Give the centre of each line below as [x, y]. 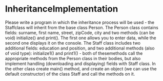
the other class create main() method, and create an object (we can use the [81, 68]
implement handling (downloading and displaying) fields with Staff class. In [81, 64]
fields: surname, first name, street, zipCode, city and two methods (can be [80, 32]
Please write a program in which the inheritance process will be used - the [80, 22]
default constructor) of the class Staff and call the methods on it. [70, 74]
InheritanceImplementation [61, 9]
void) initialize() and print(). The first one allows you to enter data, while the [81, 38]
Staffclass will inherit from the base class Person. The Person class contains [82, 27]
